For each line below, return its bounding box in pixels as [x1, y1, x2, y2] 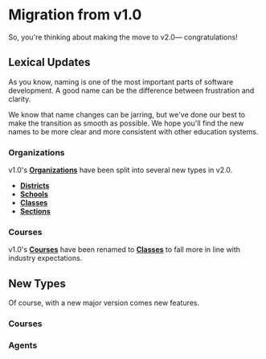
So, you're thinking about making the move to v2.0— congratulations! [8, 32, 239, 42]
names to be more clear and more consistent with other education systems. [8, 126, 259, 136]
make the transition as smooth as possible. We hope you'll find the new [8, 118, 244, 128]
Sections [19, 207, 51, 217]
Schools [19, 189, 48, 199]
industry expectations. [8, 254, 83, 263]
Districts [19, 181, 50, 191]
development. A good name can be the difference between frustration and [8, 85, 255, 95]
